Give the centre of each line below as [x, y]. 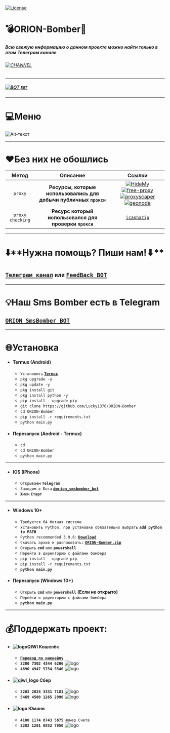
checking [20, 220]
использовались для [72, 194]
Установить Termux [39, 374]
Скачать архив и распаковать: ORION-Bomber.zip [71, 543]
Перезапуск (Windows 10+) [43, 581]
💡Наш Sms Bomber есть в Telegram [83, 302]
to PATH [28, 532]
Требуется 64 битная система [51, 522]
